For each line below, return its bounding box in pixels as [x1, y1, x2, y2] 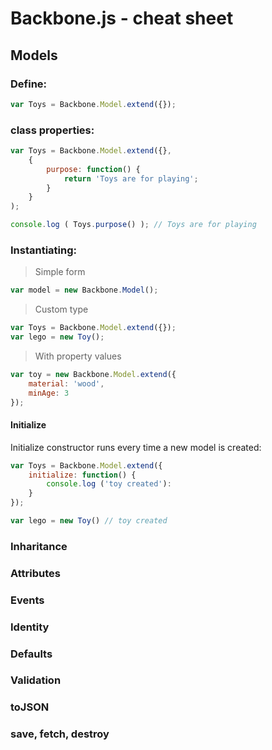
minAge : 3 [28, 388, 70, 398]
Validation [10, 673, 62, 687]
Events [10, 593, 45, 607]
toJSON [10, 700, 50, 714]
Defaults [10, 647, 53, 661]
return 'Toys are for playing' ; [63, 173, 199, 184]
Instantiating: [10, 243, 78, 257]
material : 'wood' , [28, 378, 105, 389]
